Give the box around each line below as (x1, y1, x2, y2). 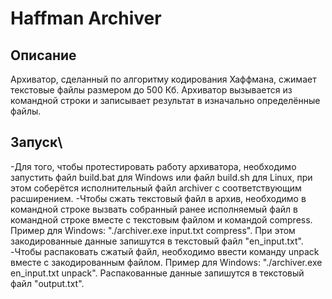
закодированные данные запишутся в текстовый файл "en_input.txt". (10, 235, 304, 247)
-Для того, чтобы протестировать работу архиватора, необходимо (10, 160, 297, 172)
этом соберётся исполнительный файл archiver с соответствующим (10, 182, 302, 194)
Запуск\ (10, 134, 63, 151)
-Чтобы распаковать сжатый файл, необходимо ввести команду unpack (10, 245, 320, 257)
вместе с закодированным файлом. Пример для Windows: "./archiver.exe (10, 256, 323, 268)
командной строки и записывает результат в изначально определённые (10, 95, 321, 106)
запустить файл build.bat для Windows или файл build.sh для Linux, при (10, 171, 313, 183)
